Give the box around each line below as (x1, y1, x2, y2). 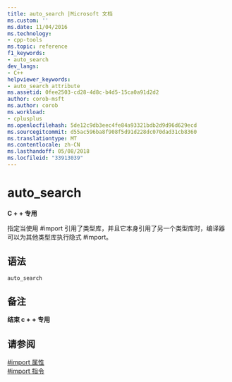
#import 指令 (7, 367, 44, 376)
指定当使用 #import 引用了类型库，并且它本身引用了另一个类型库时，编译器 (7, 223, 226, 233)
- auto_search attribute (7, 82, 80, 90)
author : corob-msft (7, 96, 65, 103)
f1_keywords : (7, 50, 46, 57)
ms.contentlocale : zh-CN (7, 142, 80, 149)
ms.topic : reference (7, 43, 68, 50)
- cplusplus (7, 115, 42, 122)
